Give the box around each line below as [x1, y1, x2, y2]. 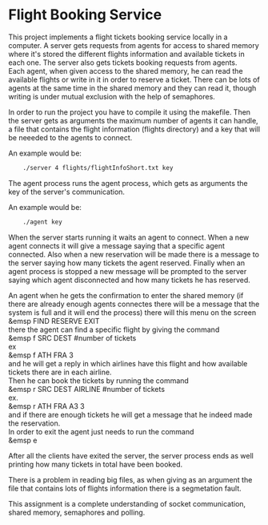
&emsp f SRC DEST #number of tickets [8, 333, 137, 342]
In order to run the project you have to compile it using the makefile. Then [8, 107, 250, 117]
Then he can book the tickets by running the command [8, 375, 190, 386]
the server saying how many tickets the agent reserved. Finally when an [8, 258, 246, 268]
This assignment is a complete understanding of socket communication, [8, 499, 246, 508]
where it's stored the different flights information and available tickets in [8, 49, 246, 59]
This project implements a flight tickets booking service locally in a [8, 32, 228, 42]
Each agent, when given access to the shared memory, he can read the [8, 66, 243, 75]
